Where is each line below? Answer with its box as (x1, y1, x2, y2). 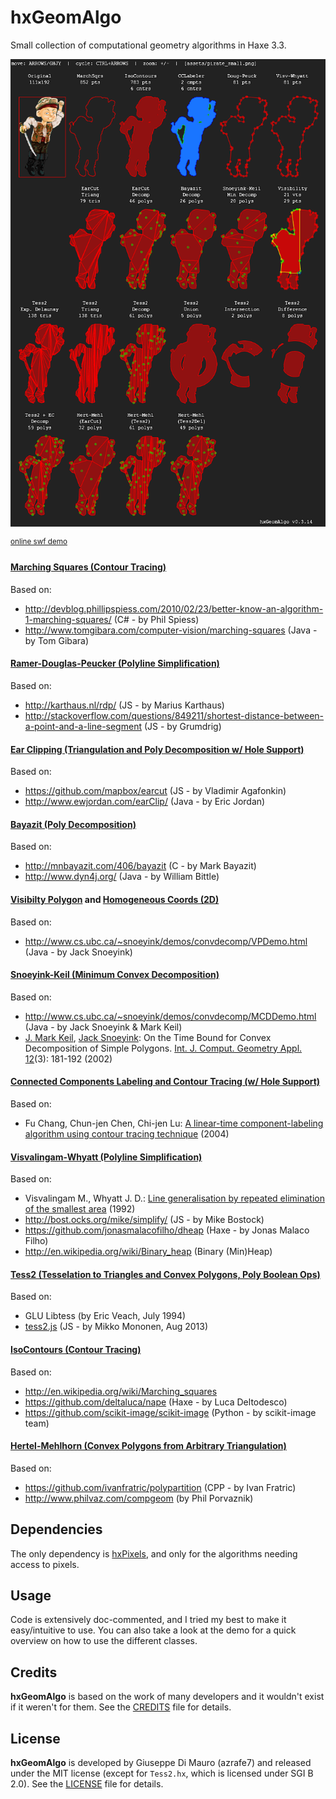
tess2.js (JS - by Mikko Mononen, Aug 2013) (24, 1321, 209, 1333)
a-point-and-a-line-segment (24, 720, 142, 732)
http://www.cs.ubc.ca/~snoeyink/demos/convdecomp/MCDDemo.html (24, 1010, 317, 1022)
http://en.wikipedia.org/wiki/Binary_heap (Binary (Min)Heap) (24, 1246, 273, 1258)
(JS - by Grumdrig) (143, 720, 222, 732)
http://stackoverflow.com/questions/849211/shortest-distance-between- (24, 709, 325, 721)
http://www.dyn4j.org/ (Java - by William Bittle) (24, 871, 220, 883)
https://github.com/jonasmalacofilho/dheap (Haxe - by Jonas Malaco (24, 1224, 310, 1236)
